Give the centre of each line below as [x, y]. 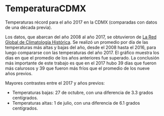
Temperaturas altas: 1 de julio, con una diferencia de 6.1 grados [76, 103]
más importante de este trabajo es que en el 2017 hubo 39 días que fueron [81, 63]
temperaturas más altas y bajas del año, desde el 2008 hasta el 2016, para [81, 47]
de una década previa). [29, 27]
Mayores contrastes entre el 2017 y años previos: [55, 83]
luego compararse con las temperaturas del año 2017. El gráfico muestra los [82, 53]
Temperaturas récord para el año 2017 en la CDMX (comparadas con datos [81, 22]
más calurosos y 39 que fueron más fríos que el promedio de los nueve [78, 68]
